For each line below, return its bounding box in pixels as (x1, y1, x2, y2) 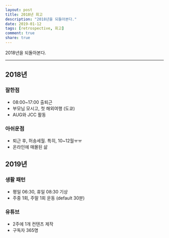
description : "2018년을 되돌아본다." (5, 17, 77, 22)
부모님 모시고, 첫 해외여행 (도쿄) (12, 105, 75, 111)
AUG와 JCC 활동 (12, 111, 46, 118)
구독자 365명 (12, 227, 39, 233)
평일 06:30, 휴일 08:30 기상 (12, 188, 68, 194)
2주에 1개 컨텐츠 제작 (12, 221, 54, 227)
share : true (5, 36, 30, 41)
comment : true (5, 31, 35, 36)
